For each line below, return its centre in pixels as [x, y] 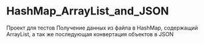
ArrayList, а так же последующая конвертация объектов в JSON [90, 34]
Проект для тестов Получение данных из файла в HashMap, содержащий [102, 28]
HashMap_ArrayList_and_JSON [88, 11]
